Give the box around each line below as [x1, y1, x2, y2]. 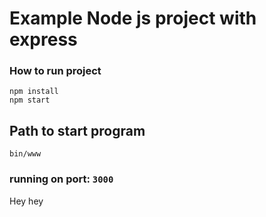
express [9, 28, 78, 51]
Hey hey [9, 195, 44, 207]
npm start [9, 95, 51, 106]
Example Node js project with [9, 7, 257, 30]
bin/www [9, 149, 42, 159]
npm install [9, 87, 59, 97]
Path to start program [9, 122, 146, 139]
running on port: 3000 [9, 172, 114, 186]
